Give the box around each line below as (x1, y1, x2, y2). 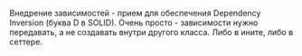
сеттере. (9, 36, 43, 47)
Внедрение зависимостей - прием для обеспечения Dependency (9, 8, 261, 18)
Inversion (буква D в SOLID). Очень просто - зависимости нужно (9, 17, 259, 28)
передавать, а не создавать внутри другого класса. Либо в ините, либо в (9, 27, 294, 37)
